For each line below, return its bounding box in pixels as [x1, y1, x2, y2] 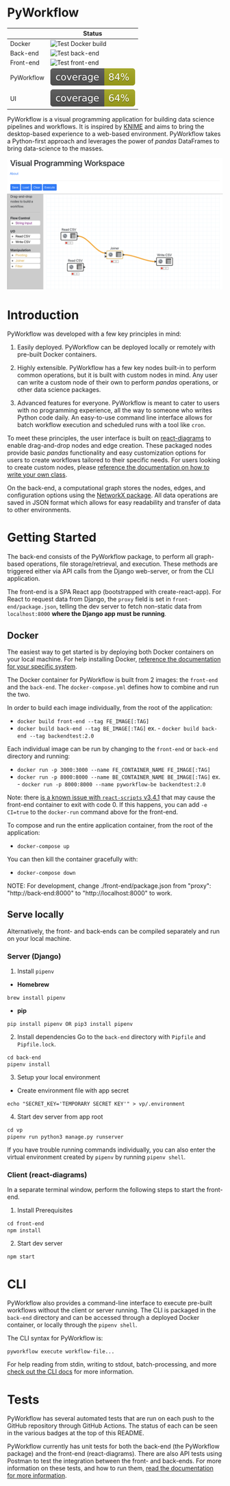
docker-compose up [16, 843, 70, 850]
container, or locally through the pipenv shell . [7, 1321, 138, 1329]
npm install [7, 1227, 41, 1234]
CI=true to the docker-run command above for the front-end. [7, 808, 179, 816]
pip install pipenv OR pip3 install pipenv [7, 1021, 133, 1028]
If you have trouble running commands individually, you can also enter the [7, 1145, 216, 1154]
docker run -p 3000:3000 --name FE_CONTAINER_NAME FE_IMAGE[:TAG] [16, 767, 211, 774]
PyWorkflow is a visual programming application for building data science [7, 115, 215, 124]
